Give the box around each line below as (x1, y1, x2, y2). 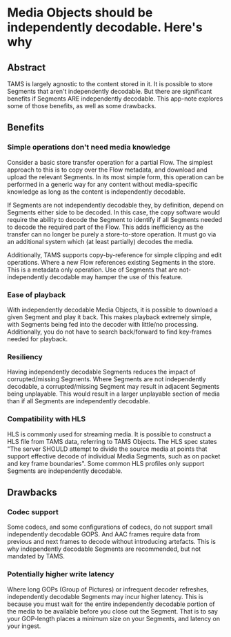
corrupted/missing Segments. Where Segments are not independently (7, 375, 207, 383)
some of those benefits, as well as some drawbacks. (7, 102, 157, 110)
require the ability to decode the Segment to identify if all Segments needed (7, 215, 223, 223)
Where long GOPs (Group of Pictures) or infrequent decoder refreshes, (7, 585, 209, 594)
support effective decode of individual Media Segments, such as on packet (7, 452, 221, 460)
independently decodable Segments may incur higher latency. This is (7, 592, 203, 600)
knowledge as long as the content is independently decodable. (7, 188, 186, 196)
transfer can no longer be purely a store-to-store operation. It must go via (7, 230, 217, 239)
